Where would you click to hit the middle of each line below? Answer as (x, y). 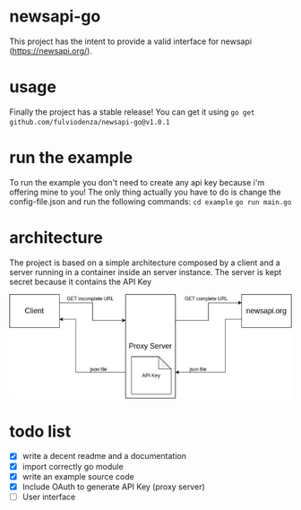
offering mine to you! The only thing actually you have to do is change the (145, 192)
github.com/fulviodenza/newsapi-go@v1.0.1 (90, 122)
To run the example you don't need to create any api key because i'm (137, 182)
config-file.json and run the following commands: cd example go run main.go (150, 201)
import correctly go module (73, 466)
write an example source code (78, 476)
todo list (40, 431)
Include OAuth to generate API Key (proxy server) (114, 487)
